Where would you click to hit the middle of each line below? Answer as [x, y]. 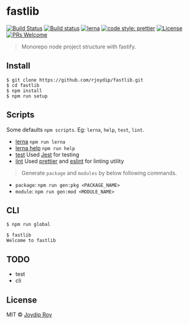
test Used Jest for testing [47, 154]
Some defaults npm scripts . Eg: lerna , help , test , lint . [76, 129]
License [22, 300]
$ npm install [24, 91]
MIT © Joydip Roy [29, 315]
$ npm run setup [27, 96]
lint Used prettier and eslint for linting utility [69, 161]
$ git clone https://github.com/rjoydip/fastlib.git [75, 80]
